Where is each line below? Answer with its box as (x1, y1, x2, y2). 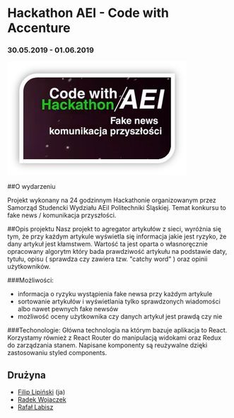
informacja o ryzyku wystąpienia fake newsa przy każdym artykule (17, 290, 213, 298)
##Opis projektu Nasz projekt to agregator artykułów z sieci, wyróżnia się (7, 225, 221, 233)
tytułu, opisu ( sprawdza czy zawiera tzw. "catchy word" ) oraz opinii (7, 255, 208, 263)
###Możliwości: (7, 276, 54, 284)
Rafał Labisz (17, 403, 54, 412)
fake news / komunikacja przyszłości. (7, 211, 117, 220)
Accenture (7, 20, 71, 36)
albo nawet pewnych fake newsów (17, 305, 119, 313)
